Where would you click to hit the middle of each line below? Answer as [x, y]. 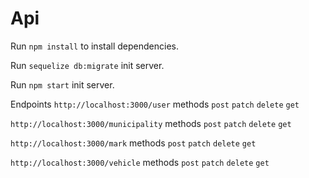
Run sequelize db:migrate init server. [87, 65]
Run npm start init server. [62, 84]
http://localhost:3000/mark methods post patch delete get [133, 143]
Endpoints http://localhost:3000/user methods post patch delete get [155, 104]
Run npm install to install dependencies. [94, 46]
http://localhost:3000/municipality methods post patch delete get [151, 123]
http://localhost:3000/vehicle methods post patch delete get [140, 162]
